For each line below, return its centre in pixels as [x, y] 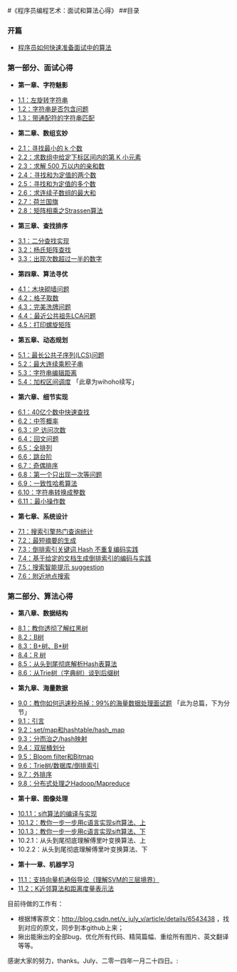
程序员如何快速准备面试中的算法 [64, 48]
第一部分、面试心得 [40, 68]
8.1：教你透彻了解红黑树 [53, 628]
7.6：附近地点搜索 [44, 575]
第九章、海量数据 [43, 687]
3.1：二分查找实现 [43, 240]
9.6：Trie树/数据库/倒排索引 [58, 765]
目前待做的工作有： [36, 904]
